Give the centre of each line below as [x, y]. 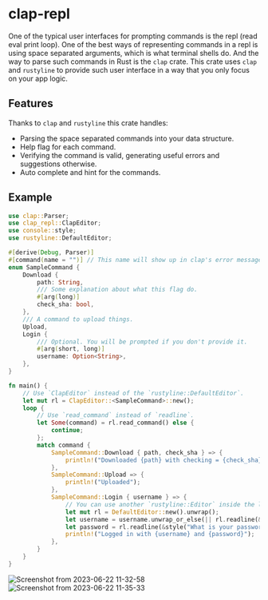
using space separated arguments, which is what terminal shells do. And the [134, 53]
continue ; [67, 431]
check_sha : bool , [65, 304]
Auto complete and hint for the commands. [90, 172]
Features [31, 103]
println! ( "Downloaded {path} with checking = [142, 460]
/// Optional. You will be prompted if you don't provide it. [142, 342]
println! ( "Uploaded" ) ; [103, 483]
